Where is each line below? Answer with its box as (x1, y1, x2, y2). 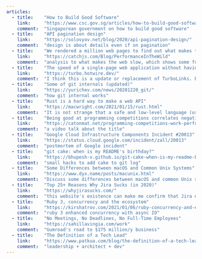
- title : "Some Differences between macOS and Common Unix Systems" (11, 165, 195, 171)
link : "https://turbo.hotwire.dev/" (17, 70, 120, 76)
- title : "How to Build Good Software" (11, 14, 120, 20)
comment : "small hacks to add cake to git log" (17, 160, 141, 166)
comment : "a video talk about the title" (17, 126, 125, 132)
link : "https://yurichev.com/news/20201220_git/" (17, 87, 155, 93)
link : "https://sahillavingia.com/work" (17, 221, 130, 227)
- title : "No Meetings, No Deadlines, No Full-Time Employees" (11, 216, 182, 222)
